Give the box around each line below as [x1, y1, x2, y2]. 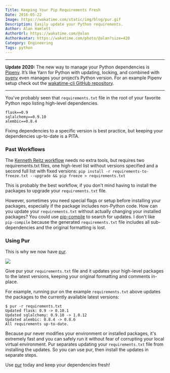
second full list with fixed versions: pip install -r [5, 168, 110, 174]
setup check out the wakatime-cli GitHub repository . [5, 80, 114, 86]
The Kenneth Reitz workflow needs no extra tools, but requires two [5, 157, 145, 163]
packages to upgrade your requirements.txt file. [5, 187, 107, 193]
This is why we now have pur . [5, 249, 67, 255]
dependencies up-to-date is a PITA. [5, 133, 79, 139]
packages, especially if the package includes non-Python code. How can [5, 202, 158, 209]
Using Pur [5, 237, 30, 244]
